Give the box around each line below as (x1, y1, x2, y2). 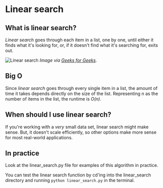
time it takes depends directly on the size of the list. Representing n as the (5, 90, 158, 97)
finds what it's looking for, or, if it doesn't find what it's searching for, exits (5, 42, 158, 48)
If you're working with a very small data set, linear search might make (5, 124, 149, 130)
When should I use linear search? (5, 111, 112, 119)
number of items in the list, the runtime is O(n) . (5, 96, 102, 102)
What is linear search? (5, 24, 77, 32)
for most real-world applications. (5, 134, 73, 140)
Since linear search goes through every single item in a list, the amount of (5, 85, 158, 91)
